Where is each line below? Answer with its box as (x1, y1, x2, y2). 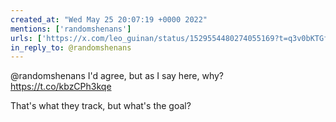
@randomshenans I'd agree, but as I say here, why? (10, 70, 225, 82)
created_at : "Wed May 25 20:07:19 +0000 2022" (10, 14, 208, 25)
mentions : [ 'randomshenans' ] (10, 24, 132, 34)
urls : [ (10, 33, 43, 43)
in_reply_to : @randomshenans (10, 42, 132, 53)
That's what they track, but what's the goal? (10, 100, 192, 112)
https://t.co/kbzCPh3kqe (10, 81, 112, 93)
